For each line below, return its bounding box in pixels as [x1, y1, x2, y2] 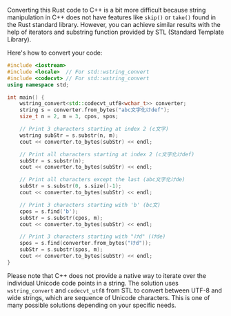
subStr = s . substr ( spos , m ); [19, 246, 103, 253]
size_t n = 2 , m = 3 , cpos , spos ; [19, 113, 119, 120]
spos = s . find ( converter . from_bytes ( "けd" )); [19, 240, 152, 247]
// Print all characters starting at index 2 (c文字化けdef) [19, 151, 195, 158]
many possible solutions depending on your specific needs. [7, 301, 177, 309]
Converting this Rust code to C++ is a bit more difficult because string [7, 6, 206, 14]
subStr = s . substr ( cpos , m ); [19, 214, 103, 221]
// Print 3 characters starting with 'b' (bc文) [19, 201, 161, 208]
